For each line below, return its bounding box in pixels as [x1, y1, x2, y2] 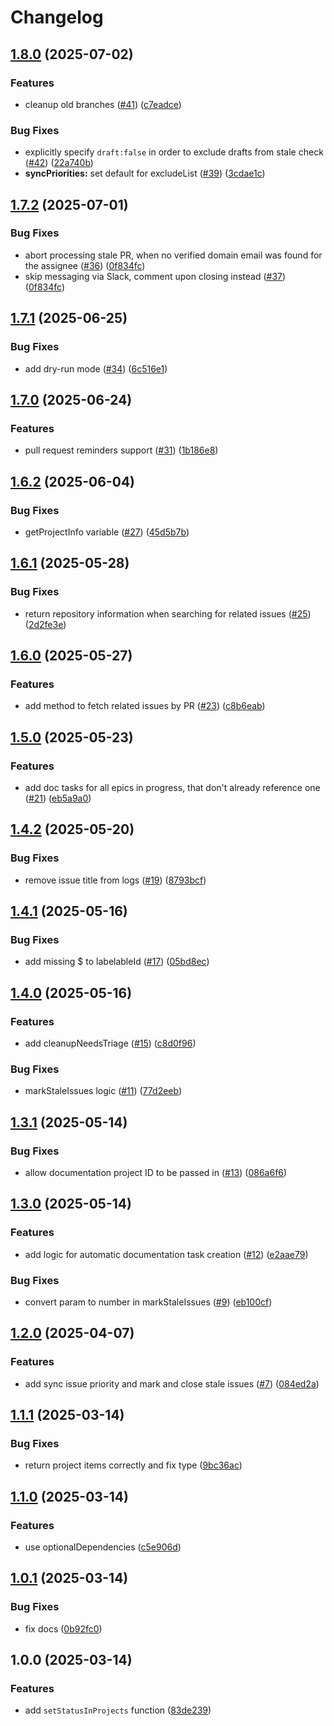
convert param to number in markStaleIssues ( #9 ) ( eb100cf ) [24, 1296, 273, 1308]
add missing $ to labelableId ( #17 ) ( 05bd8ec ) [24, 956, 210, 968]
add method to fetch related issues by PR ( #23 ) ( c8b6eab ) [24, 700, 266, 712]
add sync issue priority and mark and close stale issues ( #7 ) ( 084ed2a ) [24, 1377, 320, 1390]
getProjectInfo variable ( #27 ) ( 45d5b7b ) [24, 526, 190, 538]
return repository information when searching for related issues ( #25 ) [24, 607, 312, 620]
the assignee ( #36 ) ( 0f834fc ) [24, 259, 146, 271]
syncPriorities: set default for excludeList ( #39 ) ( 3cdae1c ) [24, 167, 266, 180]
